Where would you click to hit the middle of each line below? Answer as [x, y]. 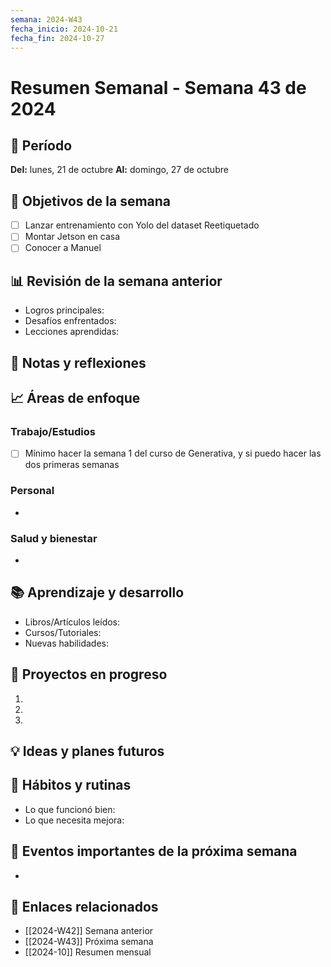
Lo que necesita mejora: [74, 820]
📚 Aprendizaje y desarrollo [97, 592]
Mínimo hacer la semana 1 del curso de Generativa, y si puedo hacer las [173, 453]
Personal [32, 491]
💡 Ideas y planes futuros [87, 751]
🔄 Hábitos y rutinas [71, 785]
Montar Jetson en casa [72, 237]
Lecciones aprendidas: [72, 332]
